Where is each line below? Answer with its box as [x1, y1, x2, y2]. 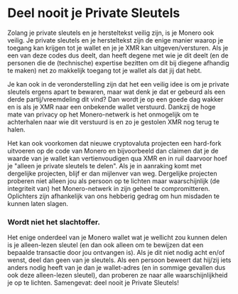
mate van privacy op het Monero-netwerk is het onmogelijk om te [7, 110, 199, 119]
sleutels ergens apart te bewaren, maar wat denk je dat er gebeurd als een [7, 87, 226, 96]
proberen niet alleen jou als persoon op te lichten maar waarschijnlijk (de [7, 176, 220, 185]
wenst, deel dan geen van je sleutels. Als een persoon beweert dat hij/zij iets [7, 256, 232, 264]
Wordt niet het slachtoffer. [7, 217, 101, 227]
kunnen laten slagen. [7, 199, 69, 207]
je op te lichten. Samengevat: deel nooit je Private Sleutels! [7, 278, 179, 287]
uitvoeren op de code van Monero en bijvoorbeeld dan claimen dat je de [7, 146, 219, 155]
